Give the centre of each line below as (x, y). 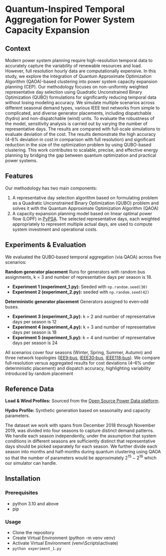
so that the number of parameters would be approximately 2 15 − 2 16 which (81, 457)
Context (18, 48)
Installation (23, 479)
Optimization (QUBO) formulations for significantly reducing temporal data (81, 97)
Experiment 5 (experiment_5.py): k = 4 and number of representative (84, 337)
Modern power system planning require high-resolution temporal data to (79, 60)
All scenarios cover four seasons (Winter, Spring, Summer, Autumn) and (79, 352)
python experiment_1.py (37, 549)
